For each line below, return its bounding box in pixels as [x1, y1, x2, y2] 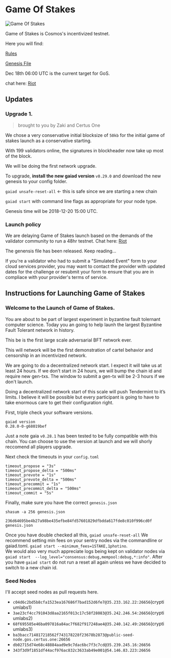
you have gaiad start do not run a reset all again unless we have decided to [5, 559, 166, 565]
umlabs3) [12, 626, 33, 632]
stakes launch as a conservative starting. [5, 137, 92, 144]
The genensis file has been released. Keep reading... [5, 248, 117, 254]
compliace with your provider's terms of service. [5, 274, 108, 280]
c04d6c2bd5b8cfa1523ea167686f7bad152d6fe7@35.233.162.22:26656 [12, 600, 151, 605]
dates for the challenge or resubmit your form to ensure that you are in [5, 268, 154, 275]
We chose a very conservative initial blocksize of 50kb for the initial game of [5, 132, 165, 138]
